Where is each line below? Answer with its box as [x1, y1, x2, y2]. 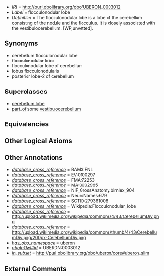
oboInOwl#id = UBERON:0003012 [11, 245, 81, 251]
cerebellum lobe [11, 100, 45, 106]
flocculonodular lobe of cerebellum [11, 62, 83, 68]
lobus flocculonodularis [11, 68, 59, 74]
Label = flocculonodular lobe [11, 9, 71, 15]
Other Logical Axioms [4, 137, 72, 145]
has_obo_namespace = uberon [11, 240, 75, 245]
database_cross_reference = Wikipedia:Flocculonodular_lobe [11, 203, 136, 209]
